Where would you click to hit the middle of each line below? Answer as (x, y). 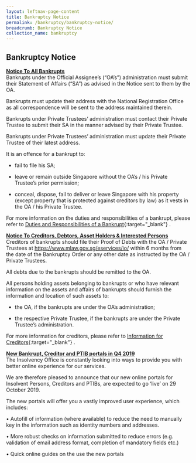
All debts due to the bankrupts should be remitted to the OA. (78, 272)
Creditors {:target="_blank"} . (41, 342)
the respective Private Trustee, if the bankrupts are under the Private (97, 318)
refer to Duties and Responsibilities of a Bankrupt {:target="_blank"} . (88, 224)
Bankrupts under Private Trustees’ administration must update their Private (96, 136)
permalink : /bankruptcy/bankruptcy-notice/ (60, 22)
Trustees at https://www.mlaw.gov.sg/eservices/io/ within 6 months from (94, 248)
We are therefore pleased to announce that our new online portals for (90, 377)
